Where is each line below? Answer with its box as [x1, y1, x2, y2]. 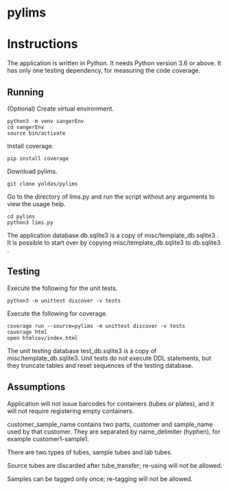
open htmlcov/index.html [7, 335, 78, 342]
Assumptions [7, 381, 66, 393]
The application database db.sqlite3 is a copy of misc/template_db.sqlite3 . [7, 231, 219, 239]
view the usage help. [7, 199, 67, 208]
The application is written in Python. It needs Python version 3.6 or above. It [7, 59, 221, 67]
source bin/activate [7, 129, 67, 137]
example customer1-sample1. [7, 434, 89, 443]
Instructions [7, 36, 78, 52]
